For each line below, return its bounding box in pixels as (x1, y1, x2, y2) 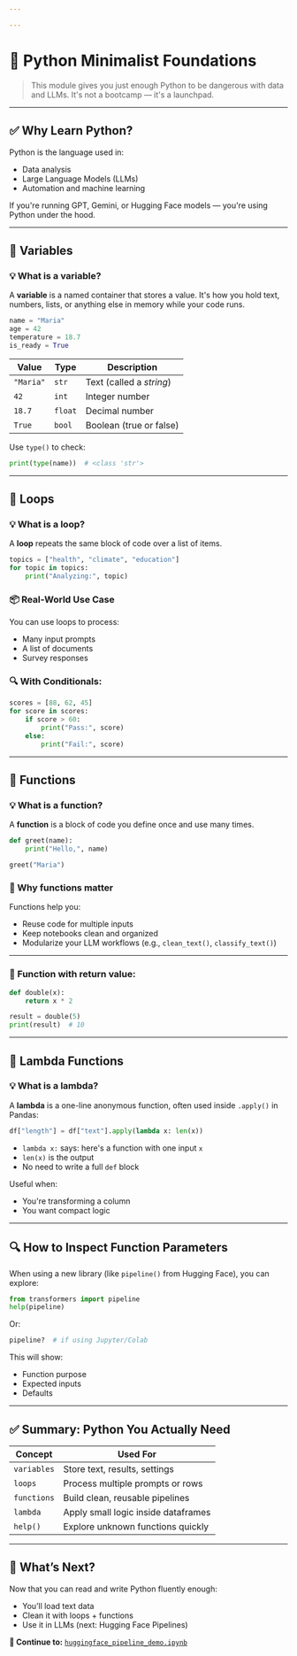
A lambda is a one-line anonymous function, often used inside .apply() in (9, 1099, 278, 1111)
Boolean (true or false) (85, 419, 179, 431)
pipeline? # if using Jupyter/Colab (9, 1336, 148, 1345)
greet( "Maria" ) (9, 860, 65, 870)
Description (107, 360, 157, 373)
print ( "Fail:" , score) (41, 740, 125, 749)
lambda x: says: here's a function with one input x (21, 1143, 203, 1153)
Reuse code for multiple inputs (21, 919, 134, 929)
